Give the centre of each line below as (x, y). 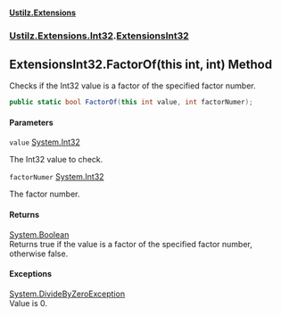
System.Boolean (39, 234)
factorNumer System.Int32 (57, 177)
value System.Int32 (45, 142)
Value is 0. (28, 303)
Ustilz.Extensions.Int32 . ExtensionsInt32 (99, 36)
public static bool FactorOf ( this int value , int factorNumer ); (131, 103)
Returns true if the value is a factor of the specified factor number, (131, 244)
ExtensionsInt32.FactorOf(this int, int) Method (141, 64)
